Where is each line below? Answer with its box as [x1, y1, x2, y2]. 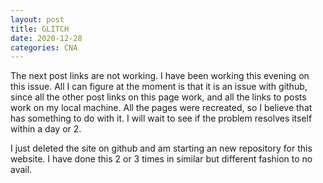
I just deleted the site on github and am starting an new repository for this [10, 142, 313, 155]
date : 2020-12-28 [10, 33, 83, 43]
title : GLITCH [10, 24, 70, 34]
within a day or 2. [10, 123, 82, 135]
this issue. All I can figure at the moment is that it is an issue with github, [10, 81, 308, 93]
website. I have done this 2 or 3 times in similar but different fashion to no [10, 153, 313, 165]
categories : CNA [10, 42, 78, 53]
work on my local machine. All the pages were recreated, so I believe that [10, 102, 313, 114]
